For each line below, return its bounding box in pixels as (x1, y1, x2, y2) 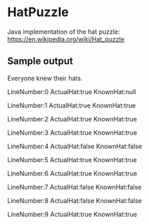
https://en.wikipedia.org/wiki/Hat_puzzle (7, 34, 125, 43)
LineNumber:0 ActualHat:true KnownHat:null (7, 87, 136, 95)
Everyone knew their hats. (7, 74, 83, 82)
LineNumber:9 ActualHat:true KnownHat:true (7, 210, 138, 218)
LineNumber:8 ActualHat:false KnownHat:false (7, 196, 143, 204)
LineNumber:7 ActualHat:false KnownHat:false (7, 183, 142, 191)
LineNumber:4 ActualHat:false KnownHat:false (7, 142, 143, 150)
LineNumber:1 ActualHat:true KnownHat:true (7, 101, 136, 110)
